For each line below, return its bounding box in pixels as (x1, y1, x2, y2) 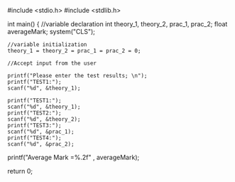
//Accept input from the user (7, 60, 97, 67)
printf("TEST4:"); (7, 134, 62, 141)
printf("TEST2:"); (7, 109, 62, 117)
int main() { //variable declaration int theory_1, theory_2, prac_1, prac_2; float (7, 20, 228, 28)
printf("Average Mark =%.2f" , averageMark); (7, 153, 140, 161)
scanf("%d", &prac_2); (7, 141, 75, 148)
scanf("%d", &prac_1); (7, 128, 75, 135)
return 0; (7, 167, 33, 175)
